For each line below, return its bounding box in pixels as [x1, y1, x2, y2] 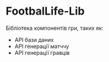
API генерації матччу [14, 43, 69, 50]
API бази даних [14, 36, 54, 43]
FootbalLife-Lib [5, 4, 85, 18]
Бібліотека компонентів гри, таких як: [5, 24, 104, 32]
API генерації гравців [14, 49, 70, 56]
